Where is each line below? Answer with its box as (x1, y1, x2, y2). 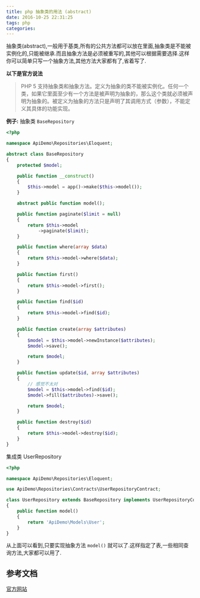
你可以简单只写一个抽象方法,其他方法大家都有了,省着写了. (6, 57, 147, 64)
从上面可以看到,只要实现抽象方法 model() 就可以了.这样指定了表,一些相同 (6, 542, 184, 549)
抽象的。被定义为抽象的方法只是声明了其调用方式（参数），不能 (31, 98, 186, 105)
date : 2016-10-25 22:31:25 (6, 14, 73, 20)
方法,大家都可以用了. (11, 549, 62, 556)
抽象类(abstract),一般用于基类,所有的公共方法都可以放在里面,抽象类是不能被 (6, 42, 192, 49)
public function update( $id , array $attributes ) (17, 370, 140, 376)
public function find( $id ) (17, 299, 84, 305)
